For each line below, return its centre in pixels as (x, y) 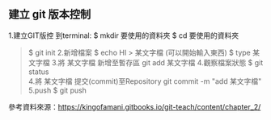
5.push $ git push (57, 90)
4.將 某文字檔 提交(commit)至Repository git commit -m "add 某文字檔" (145, 81)
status (38, 72)
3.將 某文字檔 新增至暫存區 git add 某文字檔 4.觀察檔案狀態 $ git (157, 62)
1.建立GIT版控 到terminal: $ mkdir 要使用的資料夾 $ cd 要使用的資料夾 (124, 35)
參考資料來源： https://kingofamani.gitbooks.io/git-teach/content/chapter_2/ (135, 106)
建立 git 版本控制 (50, 14)
